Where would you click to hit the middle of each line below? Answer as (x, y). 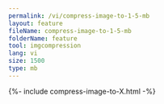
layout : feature (36, 23)
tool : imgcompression (45, 46)
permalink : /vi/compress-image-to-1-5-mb (79, 16)
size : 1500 (27, 61)
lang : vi (23, 53)
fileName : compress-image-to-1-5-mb (70, 31)
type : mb (23, 69)
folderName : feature (43, 38)
